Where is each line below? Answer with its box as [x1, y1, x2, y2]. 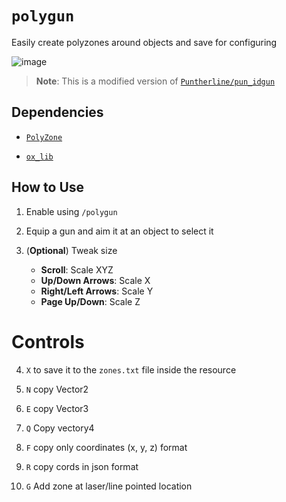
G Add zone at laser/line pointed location [25, 480, 193, 492]
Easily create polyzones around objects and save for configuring [11, 36, 278, 48]
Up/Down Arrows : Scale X [40, 274, 151, 286]
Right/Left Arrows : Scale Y [40, 285, 154, 297]
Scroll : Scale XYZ [40, 263, 114, 276]
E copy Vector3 [25, 402, 89, 414]
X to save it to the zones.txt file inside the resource [25, 363, 237, 376]
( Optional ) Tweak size [25, 244, 118, 256]
